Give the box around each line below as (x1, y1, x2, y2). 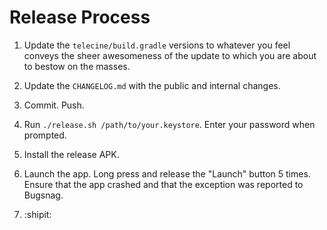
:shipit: (23, 208, 52, 220)
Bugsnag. (23, 189, 64, 201)
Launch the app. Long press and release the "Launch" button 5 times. (23, 167, 311, 180)
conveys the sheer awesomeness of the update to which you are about (23, 49, 317, 61)
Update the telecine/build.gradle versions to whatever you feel (23, 39, 291, 51)
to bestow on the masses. (23, 60, 131, 72)
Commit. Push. (23, 99, 85, 111)
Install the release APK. (23, 148, 120, 160)
